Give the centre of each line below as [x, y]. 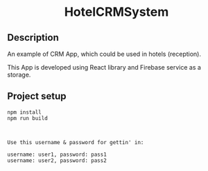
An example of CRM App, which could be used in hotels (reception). [104, 54]
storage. [19, 74]
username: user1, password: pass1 [57, 154]
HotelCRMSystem [116, 12]
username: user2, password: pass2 [57, 160]
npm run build [28, 118]
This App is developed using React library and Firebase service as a [104, 67]
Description [33, 38]
